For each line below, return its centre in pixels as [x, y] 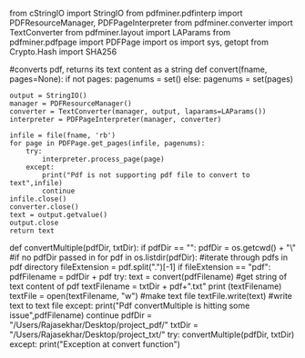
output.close [34, 223]
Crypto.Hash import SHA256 [63, 52]
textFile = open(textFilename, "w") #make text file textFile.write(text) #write [151, 296]
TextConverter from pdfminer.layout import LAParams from [120, 32]
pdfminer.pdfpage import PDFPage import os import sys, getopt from [139, 42]
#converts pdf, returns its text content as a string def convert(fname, [138, 69]
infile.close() [38, 199]
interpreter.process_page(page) [104, 159]
